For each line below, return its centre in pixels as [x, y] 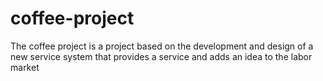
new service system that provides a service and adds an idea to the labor [161, 56]
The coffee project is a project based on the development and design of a [162, 46]
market [25, 67]
